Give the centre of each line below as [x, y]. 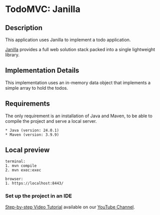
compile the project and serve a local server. [51, 121]
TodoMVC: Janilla [43, 9]
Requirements [27, 104]
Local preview [27, 150]
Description [24, 28]
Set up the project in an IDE [39, 196]
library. [12, 55]
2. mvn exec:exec [23, 170]
